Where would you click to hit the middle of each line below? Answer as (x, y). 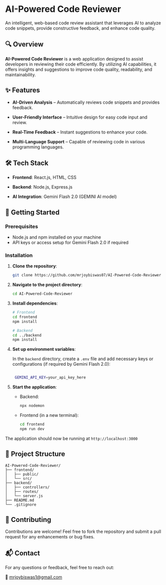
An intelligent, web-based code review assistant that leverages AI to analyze (83, 23)
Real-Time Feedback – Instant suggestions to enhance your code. (80, 132)
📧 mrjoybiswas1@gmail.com (34, 577)
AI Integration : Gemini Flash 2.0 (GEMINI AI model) (64, 196)
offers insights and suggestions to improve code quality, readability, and (79, 69)
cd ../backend (27, 335)
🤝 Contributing (28, 520)
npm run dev (32, 429)
